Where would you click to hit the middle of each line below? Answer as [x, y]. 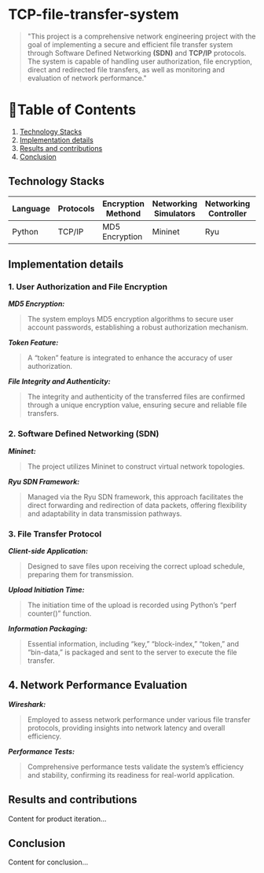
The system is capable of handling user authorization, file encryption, [140, 61]
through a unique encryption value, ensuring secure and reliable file [137, 405]
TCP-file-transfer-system [93, 15]
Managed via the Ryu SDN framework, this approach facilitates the [135, 496]
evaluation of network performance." [87, 78]
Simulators [174, 213]
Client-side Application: [48, 551]
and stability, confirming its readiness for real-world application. [131, 775]
